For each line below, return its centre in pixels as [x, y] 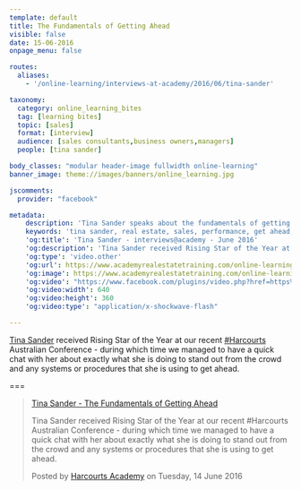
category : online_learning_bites [80, 108]
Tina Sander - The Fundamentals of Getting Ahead [124, 403]
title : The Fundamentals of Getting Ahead [90, 26]
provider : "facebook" [58, 199]
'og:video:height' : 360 [70, 298]
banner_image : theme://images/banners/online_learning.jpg [122, 174]
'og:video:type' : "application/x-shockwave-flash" [122, 307]
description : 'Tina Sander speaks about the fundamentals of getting [158, 224]
